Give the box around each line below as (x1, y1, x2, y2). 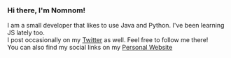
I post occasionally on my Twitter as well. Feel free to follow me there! (7, 36, 209, 44)
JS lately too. (7, 28, 45, 37)
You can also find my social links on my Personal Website (7, 43, 173, 52)
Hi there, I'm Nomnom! (7, 6, 86, 15)
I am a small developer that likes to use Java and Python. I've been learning (7, 21, 225, 30)
